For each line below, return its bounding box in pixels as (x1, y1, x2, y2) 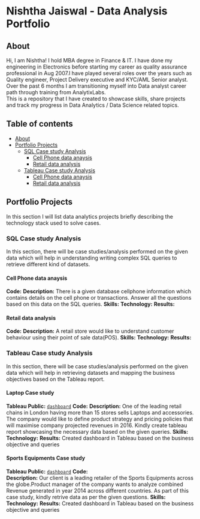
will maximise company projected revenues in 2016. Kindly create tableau (6, 422, 187, 429)
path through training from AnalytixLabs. (6, 89, 106, 96)
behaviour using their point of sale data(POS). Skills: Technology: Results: (6, 334, 192, 341)
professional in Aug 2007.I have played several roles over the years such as (6, 70, 192, 76)
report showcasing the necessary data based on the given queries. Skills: (6, 428, 189, 435)
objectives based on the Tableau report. (6, 375, 105, 383)
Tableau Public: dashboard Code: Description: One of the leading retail (6, 402, 181, 410)
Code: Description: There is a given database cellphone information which (6, 288, 192, 295)
